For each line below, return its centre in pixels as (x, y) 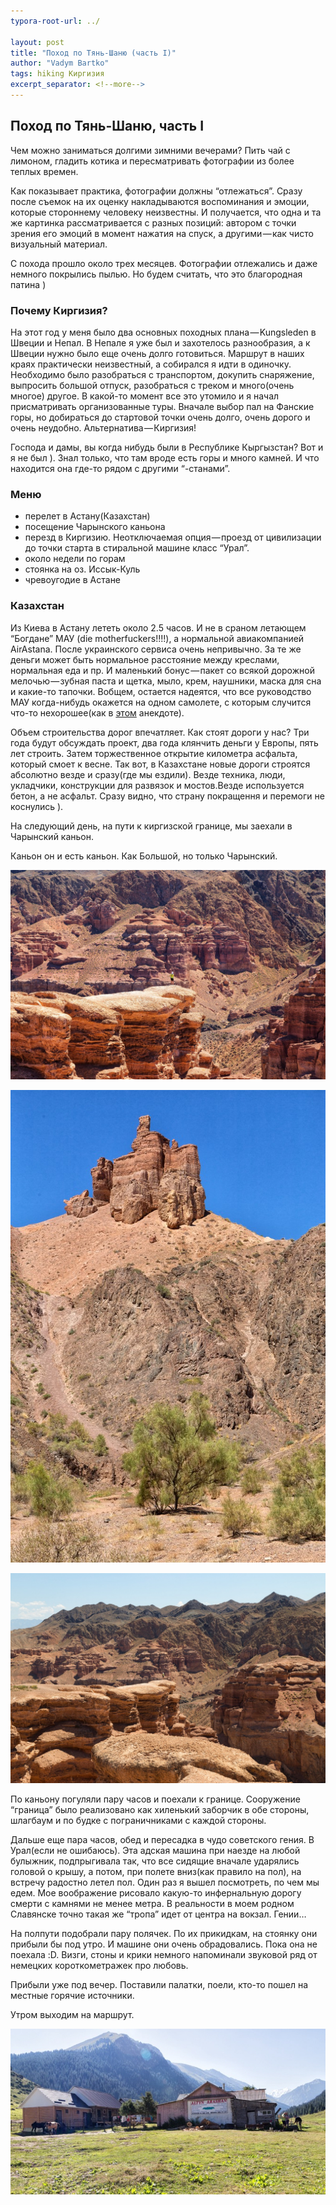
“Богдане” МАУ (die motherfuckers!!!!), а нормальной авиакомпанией (157, 638)
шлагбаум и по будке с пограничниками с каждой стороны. (138, 1820)
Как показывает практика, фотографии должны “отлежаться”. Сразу (156, 191)
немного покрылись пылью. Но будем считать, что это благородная (156, 274)
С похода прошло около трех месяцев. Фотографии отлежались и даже (164, 263)
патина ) (28, 284)
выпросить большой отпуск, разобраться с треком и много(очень (152, 385)
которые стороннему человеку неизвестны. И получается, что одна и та (166, 212)
